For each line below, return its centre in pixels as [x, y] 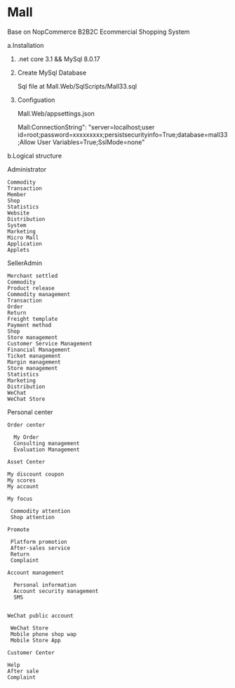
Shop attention [32, 517]
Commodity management [39, 294]
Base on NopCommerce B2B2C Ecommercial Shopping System [99, 32]
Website [19, 213]
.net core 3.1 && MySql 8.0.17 [59, 59]
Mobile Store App [35, 640]
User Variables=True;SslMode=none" [91, 142]
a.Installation [26, 45]
